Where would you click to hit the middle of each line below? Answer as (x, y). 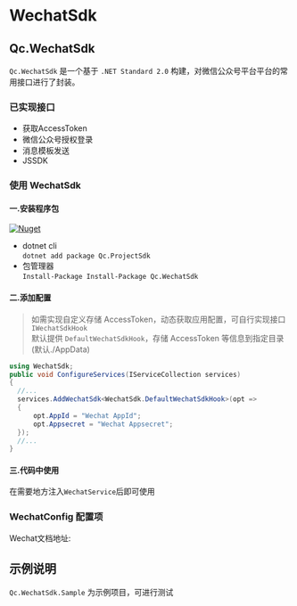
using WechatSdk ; (41, 366)
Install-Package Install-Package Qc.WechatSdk (110, 277)
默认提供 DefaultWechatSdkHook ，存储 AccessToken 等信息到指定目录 (157, 338)
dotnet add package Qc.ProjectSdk (86, 256)
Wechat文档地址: (40, 538)
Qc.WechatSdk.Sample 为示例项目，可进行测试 (91, 592)
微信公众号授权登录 (58, 140)
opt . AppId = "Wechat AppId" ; (87, 415)
